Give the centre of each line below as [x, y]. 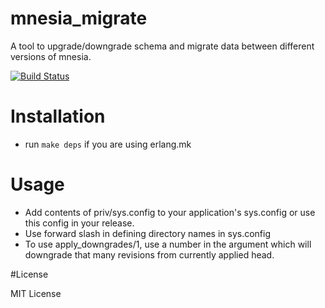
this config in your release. [79, 223]
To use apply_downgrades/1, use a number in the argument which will [168, 244]
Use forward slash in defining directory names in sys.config [148, 233]
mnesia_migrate [79, 18]
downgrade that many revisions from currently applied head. [149, 254]
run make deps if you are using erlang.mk [108, 144]
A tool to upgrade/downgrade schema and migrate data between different [162, 46]
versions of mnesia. [51, 56]
